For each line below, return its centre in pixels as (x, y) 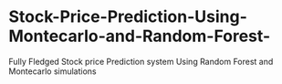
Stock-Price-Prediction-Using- (128, 17)
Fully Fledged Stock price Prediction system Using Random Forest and (141, 61)
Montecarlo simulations (52, 71)
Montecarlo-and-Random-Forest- (140, 36)
